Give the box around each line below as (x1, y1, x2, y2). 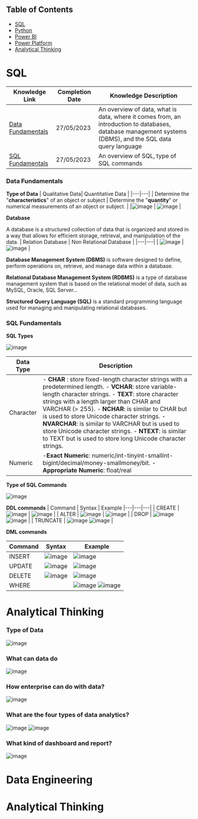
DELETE (9, 572, 31, 580)
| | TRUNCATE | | (28, 517, 113, 524)
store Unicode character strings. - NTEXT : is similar (42, 427, 187, 436)
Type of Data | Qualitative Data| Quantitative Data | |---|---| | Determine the (6, 191, 190, 198)
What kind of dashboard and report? (6, 739, 113, 747)
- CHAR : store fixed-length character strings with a (42, 375, 187, 383)
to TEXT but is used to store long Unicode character (42, 434, 186, 443)
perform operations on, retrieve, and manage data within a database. (6, 263, 173, 270)
